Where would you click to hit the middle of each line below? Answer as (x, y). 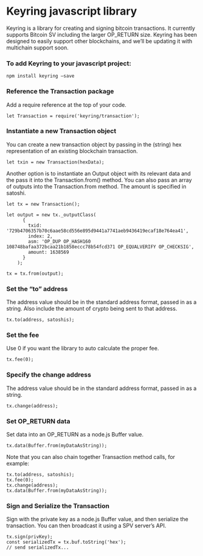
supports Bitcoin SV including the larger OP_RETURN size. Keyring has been (102, 34)
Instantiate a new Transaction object (61, 131)
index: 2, (40, 236)
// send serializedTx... (38, 547)
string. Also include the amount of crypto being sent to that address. (92, 309)
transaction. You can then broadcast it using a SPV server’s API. (86, 525)
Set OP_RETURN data (38, 421)
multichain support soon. (37, 48)
